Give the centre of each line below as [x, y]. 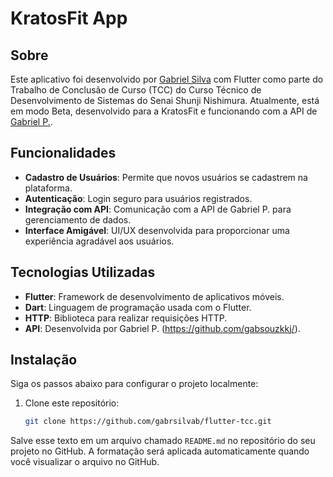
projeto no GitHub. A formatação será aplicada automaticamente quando [160, 451]
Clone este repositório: [72, 403]
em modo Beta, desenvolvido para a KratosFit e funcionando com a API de [164, 111]
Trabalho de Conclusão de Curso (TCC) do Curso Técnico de [136, 90]
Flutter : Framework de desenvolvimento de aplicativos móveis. [154, 296]
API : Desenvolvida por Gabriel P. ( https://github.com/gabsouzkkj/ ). [162, 328]
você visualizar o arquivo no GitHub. [85, 462]
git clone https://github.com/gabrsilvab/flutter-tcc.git [148, 422]
